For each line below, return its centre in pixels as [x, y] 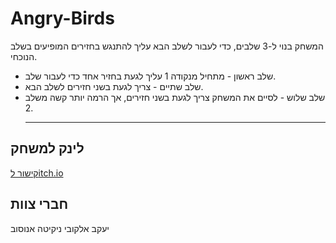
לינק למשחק [47, 148]
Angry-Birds [62, 18]
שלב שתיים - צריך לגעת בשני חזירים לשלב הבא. [114, 86]
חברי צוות [39, 204]
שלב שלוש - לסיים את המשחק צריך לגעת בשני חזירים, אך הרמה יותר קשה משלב [175, 97]
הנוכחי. [24, 56]
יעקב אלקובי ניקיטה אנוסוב [60, 228]
